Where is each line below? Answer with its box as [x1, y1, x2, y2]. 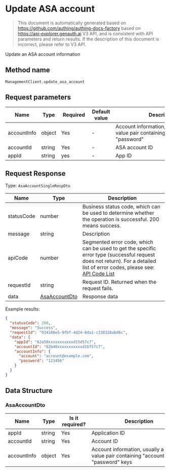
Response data [82, 293, 118, 300]
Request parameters [5, 93, 71, 102]
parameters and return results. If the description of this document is [17, 36, 159, 42]
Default [92, 108, 110, 115]
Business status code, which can [82, 203, 160, 210]
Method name [5, 66, 50, 74]
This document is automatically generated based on [17, 20, 126, 26]
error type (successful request [82, 251, 155, 258]
